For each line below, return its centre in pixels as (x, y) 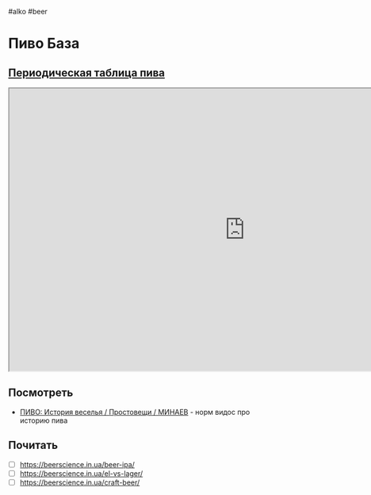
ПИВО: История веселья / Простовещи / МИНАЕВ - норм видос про (135, 412)
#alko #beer (28, 12)
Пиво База (44, 44)
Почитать (33, 445)
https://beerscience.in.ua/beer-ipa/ (77, 464)
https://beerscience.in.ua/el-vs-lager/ (81, 473)
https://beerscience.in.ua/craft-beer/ (80, 482)
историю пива (44, 420)
